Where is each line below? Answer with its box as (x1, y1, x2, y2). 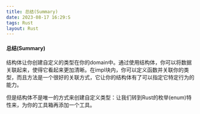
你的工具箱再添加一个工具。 (26, 101, 96, 109)
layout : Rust (6, 25, 39, 32)
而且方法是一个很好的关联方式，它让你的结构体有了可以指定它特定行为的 (16, 74, 195, 81)
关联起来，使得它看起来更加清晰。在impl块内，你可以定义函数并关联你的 (6, 66, 184, 73)
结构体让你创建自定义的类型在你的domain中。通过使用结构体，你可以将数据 (6, 59, 192, 66)
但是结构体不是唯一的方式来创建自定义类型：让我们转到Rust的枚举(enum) (6, 94, 187, 101)
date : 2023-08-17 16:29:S (6, 14, 70, 20)
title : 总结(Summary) (6, 8, 59, 15)
